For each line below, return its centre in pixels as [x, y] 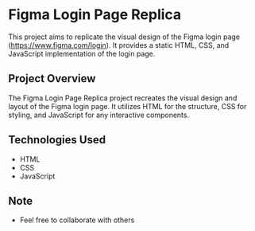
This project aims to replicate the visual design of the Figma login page [124, 37]
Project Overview [52, 78]
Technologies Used [57, 140]
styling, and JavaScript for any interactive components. [99, 115]
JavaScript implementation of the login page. [82, 53]
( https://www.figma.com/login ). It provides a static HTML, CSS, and [119, 45]
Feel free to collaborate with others [77, 220]
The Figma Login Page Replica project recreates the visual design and [123, 98]
